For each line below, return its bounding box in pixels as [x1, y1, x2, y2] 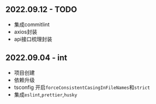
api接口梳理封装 [13, 35, 53, 43]
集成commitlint [13, 20, 50, 28]
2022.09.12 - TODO [5, 5, 77, 15]
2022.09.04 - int [5, 53, 68, 63]
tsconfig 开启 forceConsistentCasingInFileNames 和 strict [13, 84, 150, 91]
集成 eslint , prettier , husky [13, 91, 77, 98]
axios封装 [13, 28, 37, 35]
